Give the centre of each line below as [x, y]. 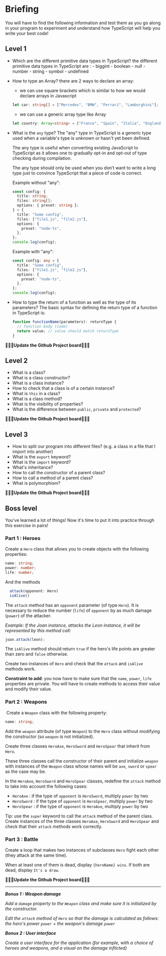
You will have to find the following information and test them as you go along [83, 23]
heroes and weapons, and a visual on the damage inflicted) [66, 948]
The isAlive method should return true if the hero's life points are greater [80, 649]
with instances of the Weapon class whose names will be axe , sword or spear [81, 766]
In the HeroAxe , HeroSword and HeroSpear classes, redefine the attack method [83, 781]
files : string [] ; [35, 201]
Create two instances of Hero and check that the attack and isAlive [74, 664]
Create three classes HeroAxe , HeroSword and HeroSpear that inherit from [78, 746]
